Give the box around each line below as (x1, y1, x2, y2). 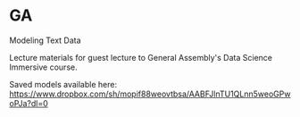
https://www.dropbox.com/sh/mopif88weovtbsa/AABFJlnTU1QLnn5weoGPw (9, 88, 291, 99)
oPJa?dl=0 (9, 97, 49, 108)
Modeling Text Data (9, 35, 82, 46)
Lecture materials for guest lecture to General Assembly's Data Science (9, 52, 272, 63)
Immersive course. (9, 62, 78, 72)
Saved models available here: (9, 79, 118, 89)
